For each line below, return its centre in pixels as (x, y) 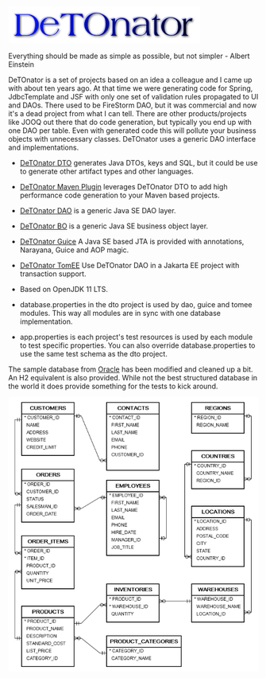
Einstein (21, 64)
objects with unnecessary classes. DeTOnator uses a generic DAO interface (132, 139)
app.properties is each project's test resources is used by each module (136, 337)
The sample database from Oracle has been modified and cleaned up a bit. (131, 369)
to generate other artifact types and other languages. (107, 171)
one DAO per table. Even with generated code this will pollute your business (132, 131)
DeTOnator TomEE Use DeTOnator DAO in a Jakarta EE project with (129, 265)
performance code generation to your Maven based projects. (120, 195)
